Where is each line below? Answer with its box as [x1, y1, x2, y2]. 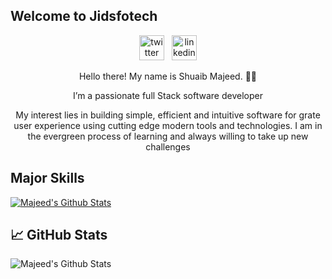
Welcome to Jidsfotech [10, 8, 158, 25]
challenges [145, 140, 191, 153]
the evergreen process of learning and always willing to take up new [27, 130, 309, 142]
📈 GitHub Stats [10, 227, 108, 244]
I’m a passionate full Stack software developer [73, 89, 263, 101]
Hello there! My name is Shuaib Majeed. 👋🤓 [78, 70, 258, 82]
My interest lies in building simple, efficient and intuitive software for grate [15, 109, 321, 121]
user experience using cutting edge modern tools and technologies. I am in [13, 119, 323, 131]
